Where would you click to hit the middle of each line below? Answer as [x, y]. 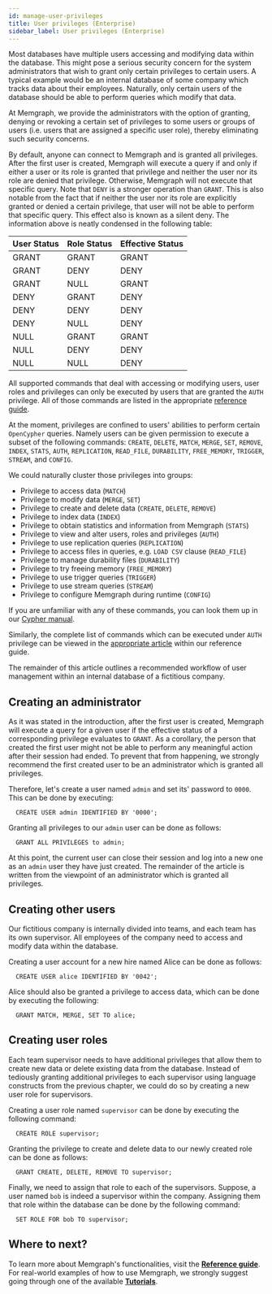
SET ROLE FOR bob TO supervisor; [72, 1219]
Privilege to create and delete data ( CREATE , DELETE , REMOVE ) [118, 508]
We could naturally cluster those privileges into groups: [101, 475]
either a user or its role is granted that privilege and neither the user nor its [133, 172]
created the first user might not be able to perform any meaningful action [131, 748]
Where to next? [48, 1244]
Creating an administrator [75, 702]
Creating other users [62, 909]
